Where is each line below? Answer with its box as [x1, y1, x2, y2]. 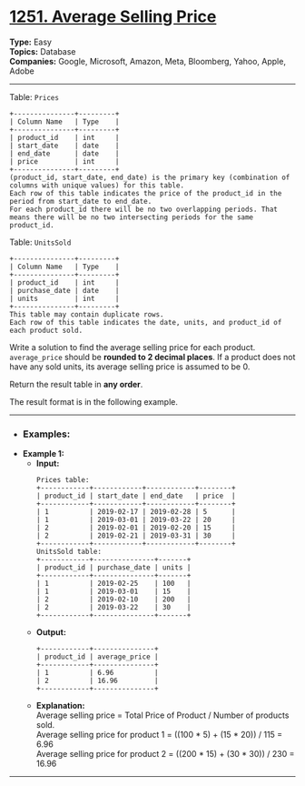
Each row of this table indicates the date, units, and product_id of [9, 317, 282, 327]
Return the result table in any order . [9, 378, 143, 389]
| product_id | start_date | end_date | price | [35, 491, 236, 501]
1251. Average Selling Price [9, 6, 217, 27]
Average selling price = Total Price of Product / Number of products [35, 710, 290, 720]
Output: [35, 627, 66, 638]
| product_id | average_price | [35, 652, 159, 661]
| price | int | [9, 156, 120, 166]
